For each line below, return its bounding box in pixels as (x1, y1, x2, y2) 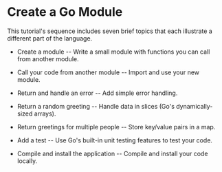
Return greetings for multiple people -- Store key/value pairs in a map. (16, 122, 216, 131)
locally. (16, 156, 38, 165)
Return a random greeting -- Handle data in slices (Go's (16, 102, 175, 110)
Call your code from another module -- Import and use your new (16, 68, 200, 76)
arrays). (34, 109, 56, 118)
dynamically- (176, 102, 213, 110)
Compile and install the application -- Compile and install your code (16, 149, 208, 158)
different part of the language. (7, 34, 93, 42)
